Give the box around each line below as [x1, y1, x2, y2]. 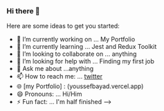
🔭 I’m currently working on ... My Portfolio [16, 35, 136, 43]
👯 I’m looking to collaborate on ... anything [16, 50, 137, 58]
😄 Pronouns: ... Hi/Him [16, 90, 82, 99]
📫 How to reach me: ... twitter [16, 72, 103, 81]
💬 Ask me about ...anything [16, 65, 94, 73]
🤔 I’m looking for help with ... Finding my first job [16, 57, 155, 65]
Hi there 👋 [6, 6, 41, 16]
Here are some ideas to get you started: [6, 22, 120, 30]
